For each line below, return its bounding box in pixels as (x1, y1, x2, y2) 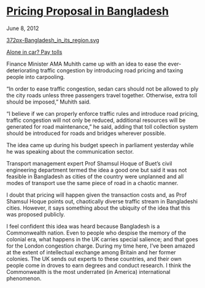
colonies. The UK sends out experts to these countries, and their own (6, 255, 182, 262)
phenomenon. (6, 275, 42, 282)
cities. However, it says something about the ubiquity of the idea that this (6, 204, 191, 211)
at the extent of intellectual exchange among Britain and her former (6, 248, 176, 256)
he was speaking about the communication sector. (6, 148, 134, 155)
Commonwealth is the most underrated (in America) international (6, 268, 171, 275)
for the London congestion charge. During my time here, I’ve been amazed (6, 242, 195, 249)
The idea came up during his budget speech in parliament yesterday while (6, 141, 195, 148)
